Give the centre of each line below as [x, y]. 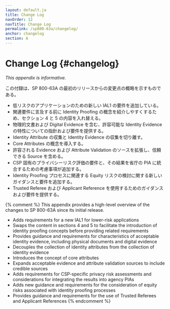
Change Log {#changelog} [62, 64]
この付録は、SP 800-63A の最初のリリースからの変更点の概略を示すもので [83, 88]
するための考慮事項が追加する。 [50, 169]
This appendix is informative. [36, 77]
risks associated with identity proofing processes [64, 290]
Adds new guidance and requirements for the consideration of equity [85, 285]
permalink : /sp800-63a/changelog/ [42, 29]
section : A [17, 39]
